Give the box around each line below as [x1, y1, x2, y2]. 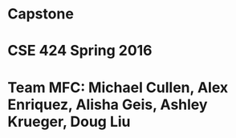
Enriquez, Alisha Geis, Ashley [7, 95, 208, 113]
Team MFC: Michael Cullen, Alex [7, 78, 229, 96]
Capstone [7, 5, 74, 23]
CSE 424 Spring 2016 [7, 42, 153, 60]
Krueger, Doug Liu [7, 112, 131, 131]
